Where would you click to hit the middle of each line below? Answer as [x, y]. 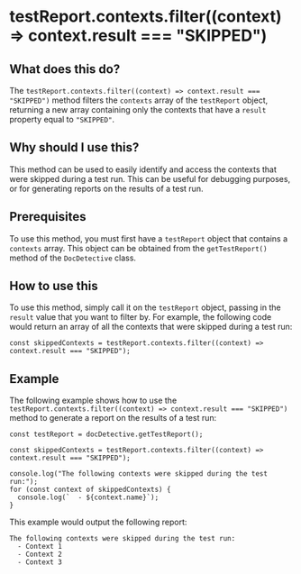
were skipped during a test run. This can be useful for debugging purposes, [150, 178]
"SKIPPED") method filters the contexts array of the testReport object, [139, 100]
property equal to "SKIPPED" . [62, 119]
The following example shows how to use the [93, 401]
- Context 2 [40, 555]
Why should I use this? [74, 147]
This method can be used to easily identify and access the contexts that [143, 169]
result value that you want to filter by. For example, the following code [141, 317]
